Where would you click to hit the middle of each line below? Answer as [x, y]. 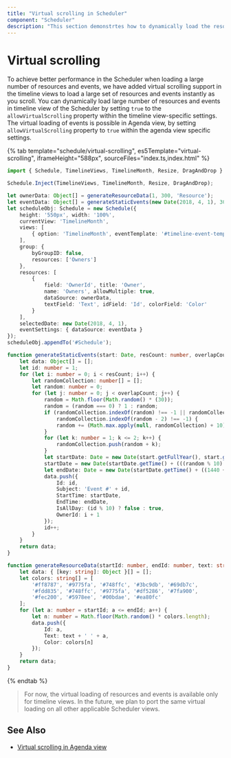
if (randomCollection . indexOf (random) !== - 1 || [115, 412]
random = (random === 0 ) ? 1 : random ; [101, 406]
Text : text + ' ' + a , [76, 636]
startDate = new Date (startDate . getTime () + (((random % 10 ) [133, 464]
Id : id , [67, 483]
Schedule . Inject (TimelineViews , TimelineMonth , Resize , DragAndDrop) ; [110, 183]
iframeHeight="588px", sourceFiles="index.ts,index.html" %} [123, 158]
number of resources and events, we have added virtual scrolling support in [114, 87]
